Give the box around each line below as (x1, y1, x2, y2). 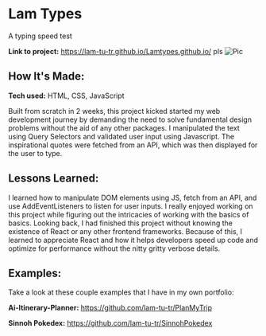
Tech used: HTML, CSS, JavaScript (8, 91, 125, 100)
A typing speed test (8, 31, 73, 41)
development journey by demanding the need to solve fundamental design (8, 115, 253, 124)
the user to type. (8, 148, 63, 158)
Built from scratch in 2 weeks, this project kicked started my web (8, 106, 221, 115)
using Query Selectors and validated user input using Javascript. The (8, 131, 235, 141)
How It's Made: (8, 69, 85, 84)
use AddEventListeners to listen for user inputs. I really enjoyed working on (8, 201, 253, 211)
